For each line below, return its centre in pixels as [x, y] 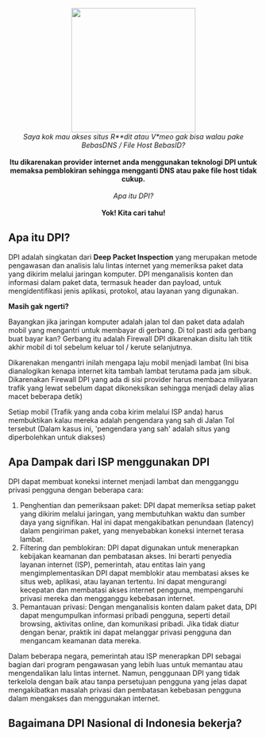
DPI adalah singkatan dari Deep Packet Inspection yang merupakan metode [133, 257]
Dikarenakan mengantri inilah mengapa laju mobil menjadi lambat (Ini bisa [128, 362]
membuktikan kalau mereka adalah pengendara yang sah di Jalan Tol [121, 420]
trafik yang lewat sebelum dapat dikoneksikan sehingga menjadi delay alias [131, 388]
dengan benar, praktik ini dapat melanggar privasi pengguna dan [125, 632]
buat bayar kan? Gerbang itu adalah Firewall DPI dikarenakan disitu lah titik [130, 338]
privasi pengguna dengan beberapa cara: [76, 490]
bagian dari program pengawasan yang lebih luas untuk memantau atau [126, 664]
